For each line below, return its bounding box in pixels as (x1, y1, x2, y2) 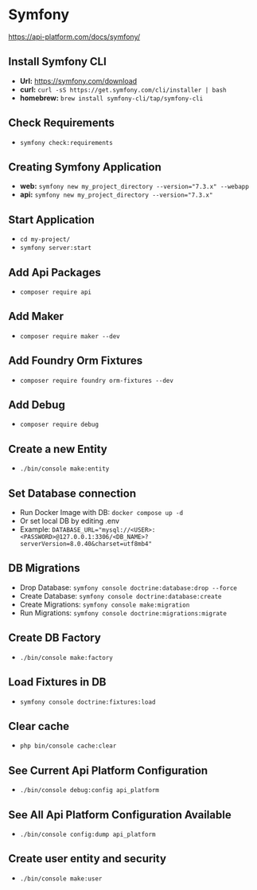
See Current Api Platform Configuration (8, 763, 208, 777)
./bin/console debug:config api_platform (19, 787, 159, 794)
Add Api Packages (8, 265, 102, 279)
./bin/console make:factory (19, 654, 113, 662)
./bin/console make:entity (19, 465, 110, 473)
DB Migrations (8, 561, 81, 575)
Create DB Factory (8, 631, 101, 645)
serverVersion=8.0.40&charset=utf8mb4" (19, 540, 153, 548)
